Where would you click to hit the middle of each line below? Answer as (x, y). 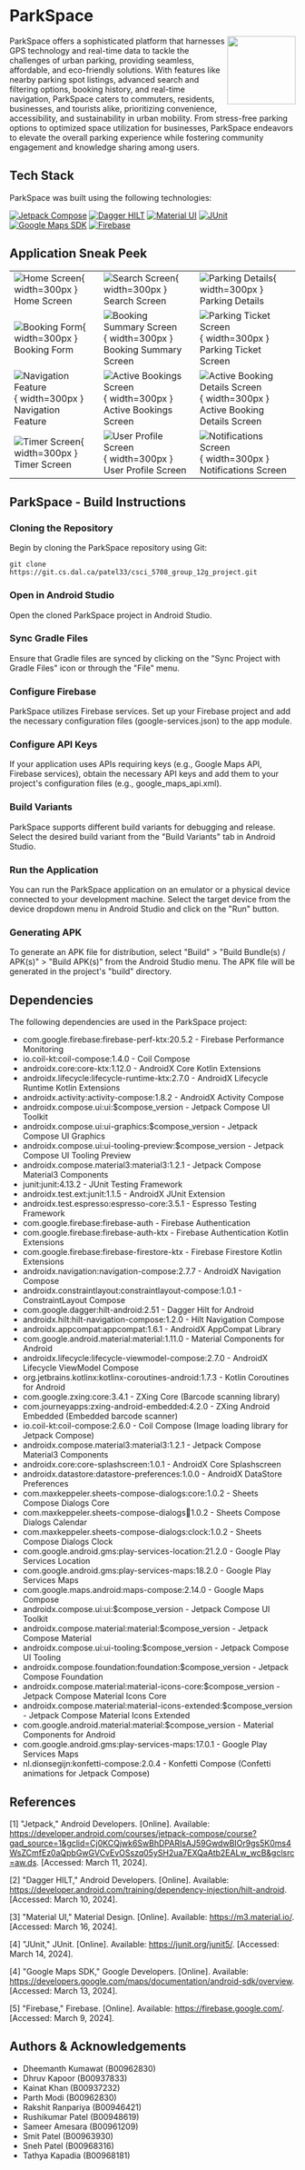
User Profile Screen (145, 470)
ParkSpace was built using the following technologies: (111, 197)
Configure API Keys (54, 744)
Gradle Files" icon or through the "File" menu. (94, 668)
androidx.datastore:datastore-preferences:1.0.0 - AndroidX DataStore (152, 1474)
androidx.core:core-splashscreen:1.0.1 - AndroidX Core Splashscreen (152, 1465)
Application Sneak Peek (79, 254)
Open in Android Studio (62, 595)
